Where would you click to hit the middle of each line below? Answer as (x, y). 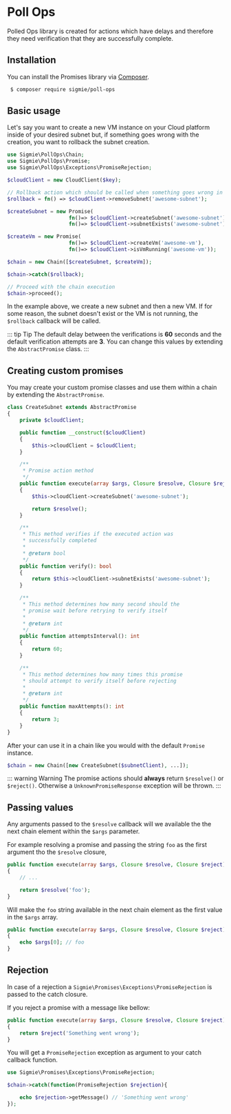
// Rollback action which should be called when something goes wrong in (115, 192)
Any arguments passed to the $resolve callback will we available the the (109, 824)
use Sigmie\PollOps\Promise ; (49, 161)
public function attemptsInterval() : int (79, 636)
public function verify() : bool (66, 566)
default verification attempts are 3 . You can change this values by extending (115, 341)
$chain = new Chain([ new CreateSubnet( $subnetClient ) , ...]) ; (98, 765)
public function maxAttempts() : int (72, 707)
